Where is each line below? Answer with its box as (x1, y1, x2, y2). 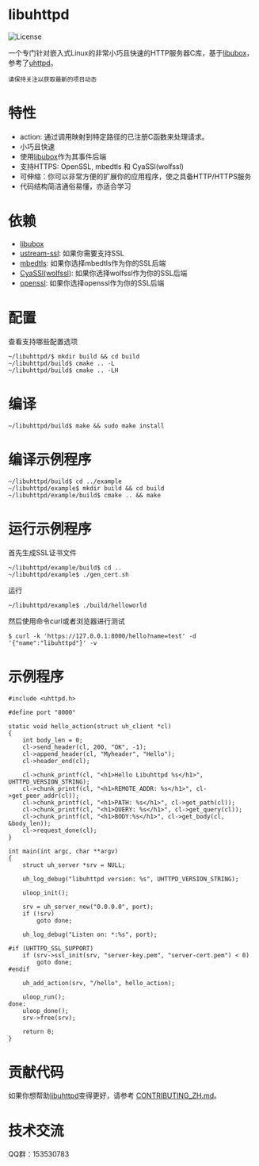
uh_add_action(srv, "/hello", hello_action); (22, 979, 176, 987)
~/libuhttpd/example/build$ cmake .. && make (8, 491, 161, 499)
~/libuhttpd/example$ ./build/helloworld (8, 601, 147, 609)
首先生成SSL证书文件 (8, 547, 77, 557)
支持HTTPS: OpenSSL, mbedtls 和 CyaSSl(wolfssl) (19, 161, 185, 171)
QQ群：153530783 (8, 1149, 70, 1159)
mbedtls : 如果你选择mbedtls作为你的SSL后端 (19, 258, 166, 267)
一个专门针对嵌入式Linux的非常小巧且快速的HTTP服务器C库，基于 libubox (8, 48, 247, 57)
